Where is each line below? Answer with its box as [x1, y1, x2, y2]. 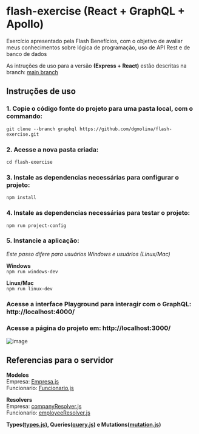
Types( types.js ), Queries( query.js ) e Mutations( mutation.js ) [6, 421, 161, 428]
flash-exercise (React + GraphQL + [6, 4, 185, 18]
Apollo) [6, 17, 44, 31]
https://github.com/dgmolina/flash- [79, 126, 172, 132]
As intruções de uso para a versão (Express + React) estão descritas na [6, 62, 187, 69]
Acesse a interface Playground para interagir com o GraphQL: [6, 299, 192, 308]
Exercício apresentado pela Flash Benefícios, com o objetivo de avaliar [6, 37, 183, 44]
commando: [6, 112, 43, 121]
